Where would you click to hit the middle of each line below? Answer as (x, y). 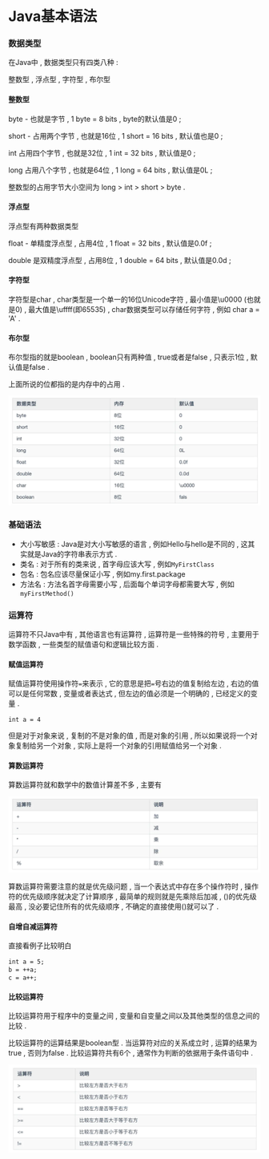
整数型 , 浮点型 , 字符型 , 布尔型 (59, 79)
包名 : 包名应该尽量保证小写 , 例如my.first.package (102, 573)
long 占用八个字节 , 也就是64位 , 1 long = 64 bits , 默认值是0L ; (110, 170)
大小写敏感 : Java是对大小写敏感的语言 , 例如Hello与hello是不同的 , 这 (134, 544)
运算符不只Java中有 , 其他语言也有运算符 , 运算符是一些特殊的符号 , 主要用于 (134, 634)
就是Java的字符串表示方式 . (72, 553)
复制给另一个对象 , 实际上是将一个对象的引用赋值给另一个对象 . (118, 746)
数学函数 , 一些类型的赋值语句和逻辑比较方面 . (83, 644)
